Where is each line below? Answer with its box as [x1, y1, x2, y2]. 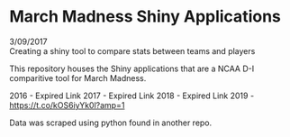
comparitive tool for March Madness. [9, 72, 147, 83]
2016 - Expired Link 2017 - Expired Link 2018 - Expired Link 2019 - [9, 90, 255, 101]
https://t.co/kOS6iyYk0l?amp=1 [9, 99, 125, 110]
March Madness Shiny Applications [9, 6, 282, 27]
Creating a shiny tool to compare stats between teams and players [9, 45, 256, 56]
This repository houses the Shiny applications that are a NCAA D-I [9, 63, 255, 74]
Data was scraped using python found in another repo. [9, 117, 213, 128]
